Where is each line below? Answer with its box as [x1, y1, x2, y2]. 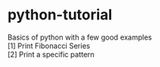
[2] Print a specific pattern [7, 49, 95, 59]
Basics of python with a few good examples [7, 32, 153, 42]
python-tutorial [7, 6, 113, 24]
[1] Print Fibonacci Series [7, 40, 90, 50]
